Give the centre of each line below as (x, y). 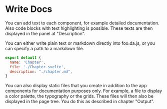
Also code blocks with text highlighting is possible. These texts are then (79, 28)
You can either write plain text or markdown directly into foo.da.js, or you (80, 43)
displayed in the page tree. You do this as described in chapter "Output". (80, 102)
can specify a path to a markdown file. (44, 48)
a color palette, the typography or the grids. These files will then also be (79, 96)
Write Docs (29, 9)
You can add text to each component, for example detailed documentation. (82, 23)
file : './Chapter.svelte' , (38, 67)
